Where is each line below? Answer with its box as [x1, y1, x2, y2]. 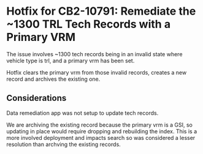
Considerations [6, 93, 67, 103]
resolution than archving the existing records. [6, 141, 121, 148]
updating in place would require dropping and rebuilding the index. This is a [6, 127, 197, 135]
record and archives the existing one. [6, 75, 101, 82]
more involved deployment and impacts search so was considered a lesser [6, 134, 196, 141]
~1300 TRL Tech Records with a [6, 17, 170, 31]
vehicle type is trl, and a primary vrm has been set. [6, 57, 135, 64]
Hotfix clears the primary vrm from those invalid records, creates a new [6, 68, 187, 76]
